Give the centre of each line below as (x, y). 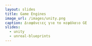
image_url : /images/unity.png (35, 18)
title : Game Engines (26, 14)
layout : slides (20, 9)
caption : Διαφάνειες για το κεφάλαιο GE (46, 23)
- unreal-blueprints (30, 36)
